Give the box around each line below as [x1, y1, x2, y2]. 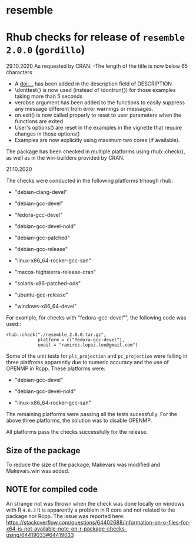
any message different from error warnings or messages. [14, 105, 154, 113]
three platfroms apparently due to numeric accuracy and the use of [6, 359, 169, 366]
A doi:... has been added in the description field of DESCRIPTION [14, 80, 172, 87]
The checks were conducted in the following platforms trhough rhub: [6, 177, 174, 184]
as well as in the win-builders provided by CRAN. [6, 154, 125, 161]
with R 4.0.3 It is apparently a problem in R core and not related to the [6, 506, 175, 513]
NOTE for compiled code [6, 484, 98, 494]
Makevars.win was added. [6, 467, 69, 474]
